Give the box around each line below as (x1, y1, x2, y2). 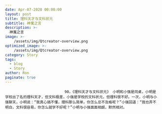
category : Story (5, 52, 38, 57)
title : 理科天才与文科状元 (5, 16, 54, 21)
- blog (9, 61, 23, 66)
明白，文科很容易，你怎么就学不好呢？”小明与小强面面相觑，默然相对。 (5, 105, 127, 110)
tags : (5, 57, 16, 62)
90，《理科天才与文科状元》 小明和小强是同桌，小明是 (64, 89, 157, 94)
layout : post (5, 12, 32, 17)
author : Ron (5, 71, 29, 76)
